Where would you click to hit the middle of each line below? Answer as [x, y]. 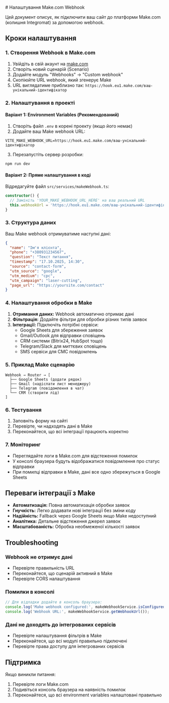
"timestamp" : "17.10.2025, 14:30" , [47, 262]
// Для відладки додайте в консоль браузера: [54, 602]
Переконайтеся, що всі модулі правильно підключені [70, 641]
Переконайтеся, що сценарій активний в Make [62, 573]
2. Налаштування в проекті [40, 103]
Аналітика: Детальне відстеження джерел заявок [66, 521]
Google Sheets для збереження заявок [61, 330]
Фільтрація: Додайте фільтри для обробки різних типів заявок [80, 319]
